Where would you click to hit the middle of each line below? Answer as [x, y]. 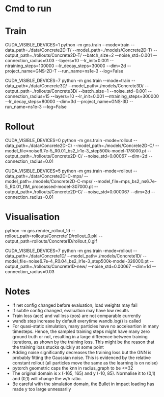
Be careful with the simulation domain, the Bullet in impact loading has [83, 384]
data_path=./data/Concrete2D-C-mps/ [44, 176]
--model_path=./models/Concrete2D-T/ [112, 50]
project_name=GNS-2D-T [31, 71]
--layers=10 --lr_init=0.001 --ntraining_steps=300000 [105, 96]
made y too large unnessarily [41, 389]
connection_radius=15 [27, 96]
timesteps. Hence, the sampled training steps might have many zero [81, 331]
